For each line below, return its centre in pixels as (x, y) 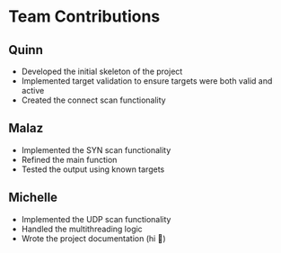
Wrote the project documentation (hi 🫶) (94, 238)
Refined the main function (69, 159)
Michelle (33, 198)
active (33, 90)
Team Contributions (84, 17)
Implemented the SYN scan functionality (96, 149)
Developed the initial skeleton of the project (102, 71)
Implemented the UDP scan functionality (96, 219)
